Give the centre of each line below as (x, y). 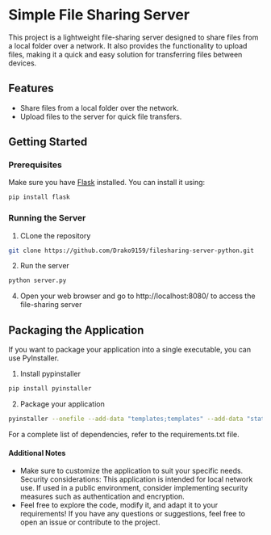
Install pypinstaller (50, 374)
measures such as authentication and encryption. (102, 497)
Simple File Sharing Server (99, 15)
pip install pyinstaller (50, 389)
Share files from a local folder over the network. (99, 107)
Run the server (45, 266)
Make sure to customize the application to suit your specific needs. (131, 471)
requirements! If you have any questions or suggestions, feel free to (133, 514)
